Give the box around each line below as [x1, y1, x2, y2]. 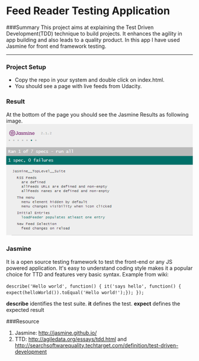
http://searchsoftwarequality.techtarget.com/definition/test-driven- [14, 341, 179, 349]
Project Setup [6, 63, 46, 71]
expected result [6, 306, 44, 313]
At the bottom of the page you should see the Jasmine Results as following [6, 111, 189, 118]
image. [6, 117, 23, 124]
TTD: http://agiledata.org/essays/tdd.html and [14, 336, 127, 343]
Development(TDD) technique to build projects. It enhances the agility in [6, 30, 182, 37]
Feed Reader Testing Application [6, 4, 171, 18]
